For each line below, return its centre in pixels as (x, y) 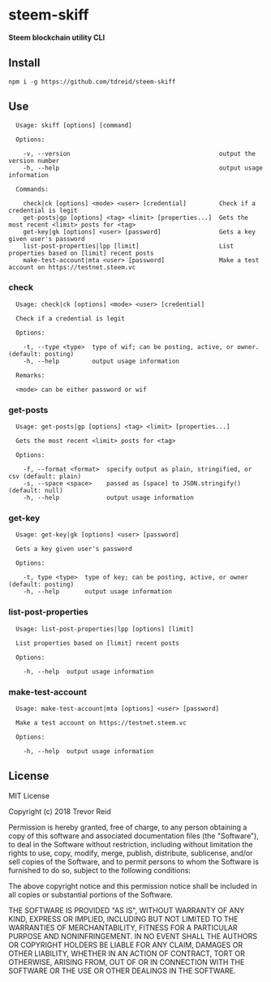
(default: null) (36, 491)
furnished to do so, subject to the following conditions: (99, 870)
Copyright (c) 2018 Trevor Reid (60, 811)
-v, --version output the (139, 153)
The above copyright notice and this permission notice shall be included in (133, 885)
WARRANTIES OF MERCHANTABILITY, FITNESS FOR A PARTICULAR (123, 928)
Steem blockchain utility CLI (57, 37)
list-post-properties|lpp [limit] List (128, 246)
